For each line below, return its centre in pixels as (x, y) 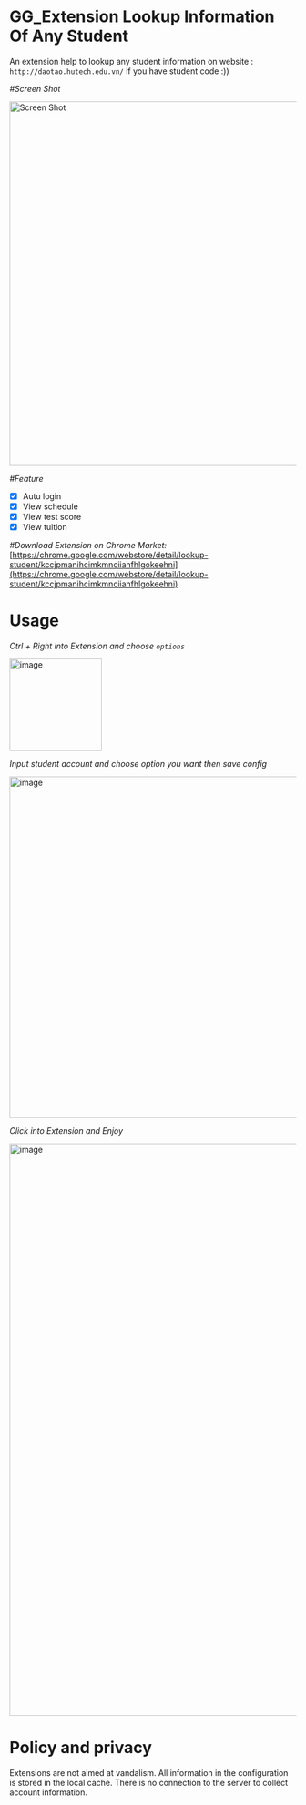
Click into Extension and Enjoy (66, 1131)
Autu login (42, 496)
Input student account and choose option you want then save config (138, 764)
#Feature (26, 478)
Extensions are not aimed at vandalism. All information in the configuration (149, 1773)
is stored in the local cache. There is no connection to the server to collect (149, 1783)
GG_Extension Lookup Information (142, 17)
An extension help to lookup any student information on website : (132, 61)
